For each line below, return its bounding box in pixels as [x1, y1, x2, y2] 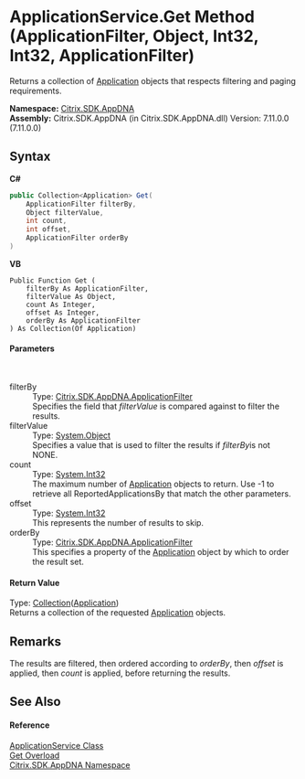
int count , [26, 217, 68, 226]
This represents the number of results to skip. [32, 518, 204, 528]
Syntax [9, 149, 51, 165]
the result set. [32, 556, 85, 568]
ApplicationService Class [9, 740, 104, 751]
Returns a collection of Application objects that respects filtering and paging [9, 75, 297, 86]
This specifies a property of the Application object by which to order [32, 547, 289, 558]
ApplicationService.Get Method [9, 6, 256, 27]
